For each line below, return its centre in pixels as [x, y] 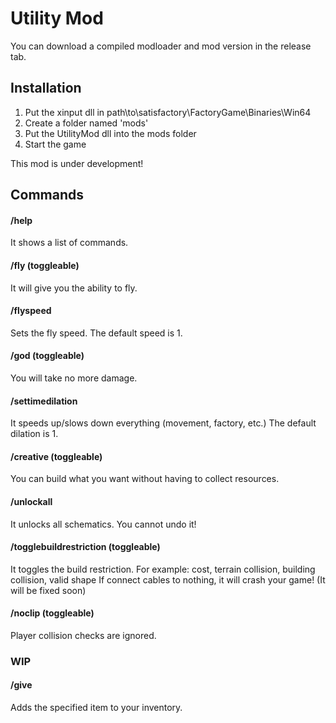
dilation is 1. [34, 434]
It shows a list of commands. [69, 243]
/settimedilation [44, 401]
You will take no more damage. [74, 378]
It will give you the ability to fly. [74, 288]
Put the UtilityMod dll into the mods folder [110, 133]
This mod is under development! [77, 163]
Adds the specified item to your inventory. [96, 708]
